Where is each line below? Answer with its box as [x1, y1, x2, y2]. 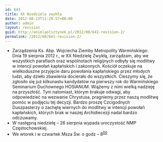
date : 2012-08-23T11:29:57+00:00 [5, 16, 73, 21]
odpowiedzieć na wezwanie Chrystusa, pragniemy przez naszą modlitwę [12, 94, 159, 100]
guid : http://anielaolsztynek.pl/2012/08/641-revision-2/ [5, 30, 125, 35]
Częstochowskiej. [12, 125, 48, 131]
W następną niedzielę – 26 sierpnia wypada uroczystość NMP [12, 120, 137, 125]
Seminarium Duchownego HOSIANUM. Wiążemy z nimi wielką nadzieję [12, 84, 155, 89]
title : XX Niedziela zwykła [5, 12, 62, 17]
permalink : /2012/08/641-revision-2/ [5, 35, 82, 39]
